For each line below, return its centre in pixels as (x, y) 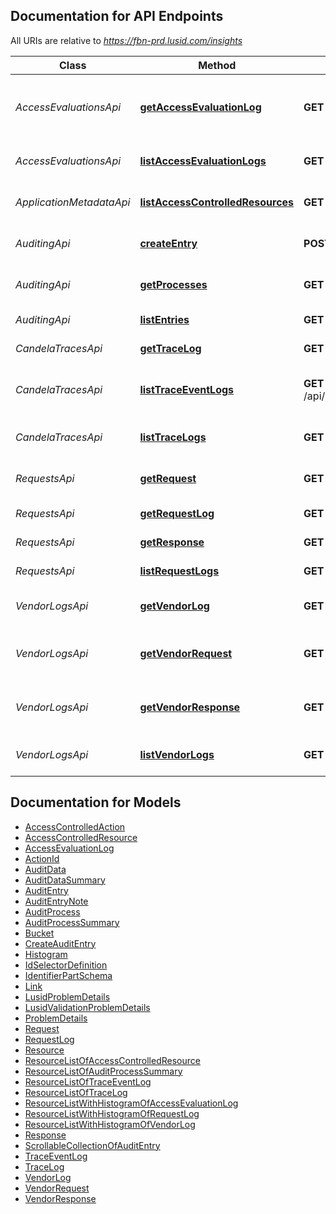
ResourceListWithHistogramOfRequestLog (112, 1113)
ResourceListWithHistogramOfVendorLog (110, 1124)
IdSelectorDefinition (66, 965)
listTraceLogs (173, 437)
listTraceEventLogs (187, 389)
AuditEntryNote (56, 901)
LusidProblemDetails (67, 996)
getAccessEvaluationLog (200, 107)
